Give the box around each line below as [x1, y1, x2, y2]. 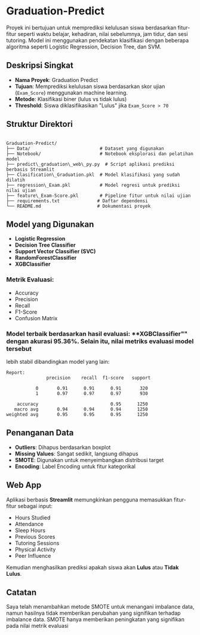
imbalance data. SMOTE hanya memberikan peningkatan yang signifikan [6, 616, 185, 623]
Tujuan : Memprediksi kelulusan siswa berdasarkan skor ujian [14, 83, 165, 90]
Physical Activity [14, 546, 56, 553]
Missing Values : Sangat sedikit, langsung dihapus [14, 450, 139, 457]
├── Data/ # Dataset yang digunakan [6, 145, 164, 151]
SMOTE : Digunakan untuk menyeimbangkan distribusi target [14, 456, 164, 463]
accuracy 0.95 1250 [17, 401, 148, 407]
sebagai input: [17, 502, 53, 509]
